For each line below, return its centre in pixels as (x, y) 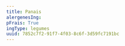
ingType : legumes (28, 28)
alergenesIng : (24, 17)
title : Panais (24, 12)
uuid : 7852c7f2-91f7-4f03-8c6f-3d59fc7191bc (63, 34)
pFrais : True (23, 23)
